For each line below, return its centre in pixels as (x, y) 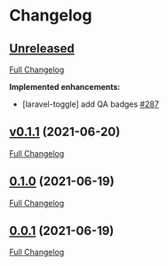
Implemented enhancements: (65, 87)
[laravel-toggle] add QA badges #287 (91, 104)
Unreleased (42, 48)
